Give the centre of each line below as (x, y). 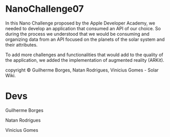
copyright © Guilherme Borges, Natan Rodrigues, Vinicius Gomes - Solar (82, 70)
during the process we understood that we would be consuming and (77, 34)
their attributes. (22, 44)
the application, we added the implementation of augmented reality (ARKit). (85, 60)
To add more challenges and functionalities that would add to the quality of (84, 55)
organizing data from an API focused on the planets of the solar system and (85, 39)
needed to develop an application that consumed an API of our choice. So (83, 28)
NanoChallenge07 (45, 9)
